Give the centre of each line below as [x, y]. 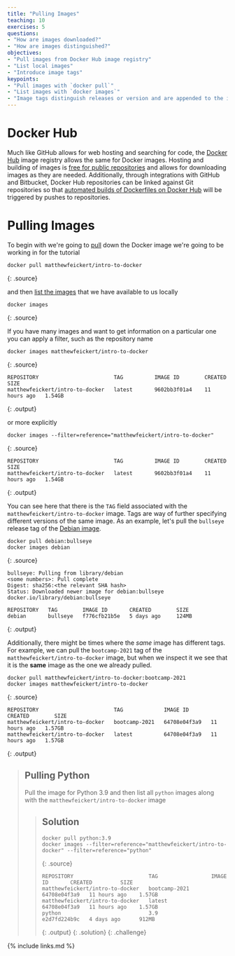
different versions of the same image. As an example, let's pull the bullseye [116, 521]
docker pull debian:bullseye [50, 541]
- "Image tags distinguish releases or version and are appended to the [115, 99]
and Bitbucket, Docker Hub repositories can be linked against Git [100, 182]
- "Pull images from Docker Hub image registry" [79, 60]
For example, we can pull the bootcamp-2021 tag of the [85, 650]
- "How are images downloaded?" [54, 40]
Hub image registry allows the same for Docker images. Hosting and [106, 160]
